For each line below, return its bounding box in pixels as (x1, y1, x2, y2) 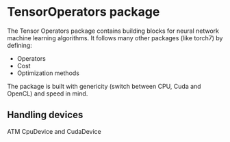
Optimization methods (16, 69, 80, 77)
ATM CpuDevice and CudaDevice (7, 127, 101, 135)
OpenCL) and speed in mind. (7, 89, 88, 98)
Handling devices (7, 109, 84, 121)
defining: (7, 41, 32, 49)
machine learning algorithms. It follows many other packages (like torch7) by (7, 33, 223, 42)
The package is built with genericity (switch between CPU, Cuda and (7, 82, 201, 90)
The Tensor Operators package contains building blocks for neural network (7, 27, 220, 35)
